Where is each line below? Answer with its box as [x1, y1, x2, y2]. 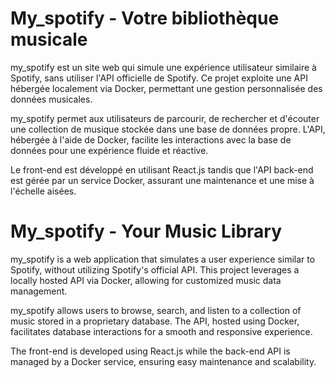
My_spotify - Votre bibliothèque [10, 7, 280, 30]
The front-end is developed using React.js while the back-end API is [10, 345, 291, 357]
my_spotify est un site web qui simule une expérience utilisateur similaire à [10, 61, 317, 73]
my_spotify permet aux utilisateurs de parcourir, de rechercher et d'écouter [10, 112, 320, 124]
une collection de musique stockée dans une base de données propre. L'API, [10, 123, 326, 135]
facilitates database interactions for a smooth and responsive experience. [10, 325, 313, 337]
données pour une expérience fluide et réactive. [10, 144, 209, 156]
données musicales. [10, 93, 93, 105]
